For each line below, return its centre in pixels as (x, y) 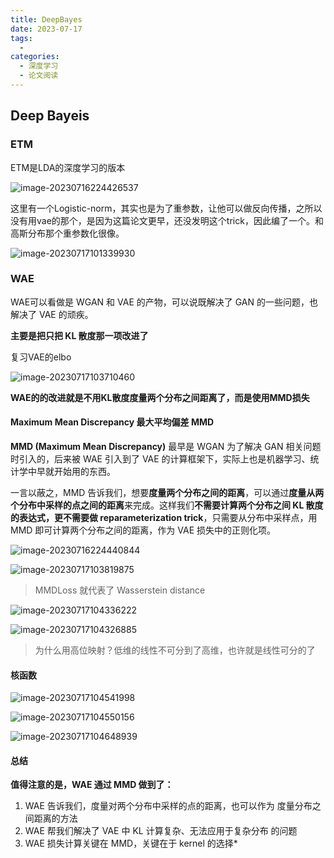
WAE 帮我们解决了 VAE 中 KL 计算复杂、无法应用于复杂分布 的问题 (161, 831)
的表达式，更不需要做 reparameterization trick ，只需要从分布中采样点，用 (164, 518)
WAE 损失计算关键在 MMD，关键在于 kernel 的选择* (131, 843)
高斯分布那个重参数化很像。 (67, 233)
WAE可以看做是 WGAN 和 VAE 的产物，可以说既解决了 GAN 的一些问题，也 (164, 302)
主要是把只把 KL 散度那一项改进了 (79, 335)
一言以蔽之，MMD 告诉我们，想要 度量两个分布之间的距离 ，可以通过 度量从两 (167, 493)
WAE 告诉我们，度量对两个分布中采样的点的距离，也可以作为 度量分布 (168, 806)
